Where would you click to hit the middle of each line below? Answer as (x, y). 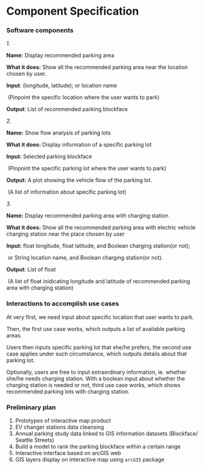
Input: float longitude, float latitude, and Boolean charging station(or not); (98, 246)
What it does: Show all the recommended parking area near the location (97, 67)
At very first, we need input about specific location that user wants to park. (100, 317)
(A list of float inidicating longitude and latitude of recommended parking (99, 282)
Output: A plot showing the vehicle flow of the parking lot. (79, 180)
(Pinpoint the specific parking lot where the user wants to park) (87, 169)
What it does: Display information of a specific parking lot (79, 145)
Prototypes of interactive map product (63, 421)
